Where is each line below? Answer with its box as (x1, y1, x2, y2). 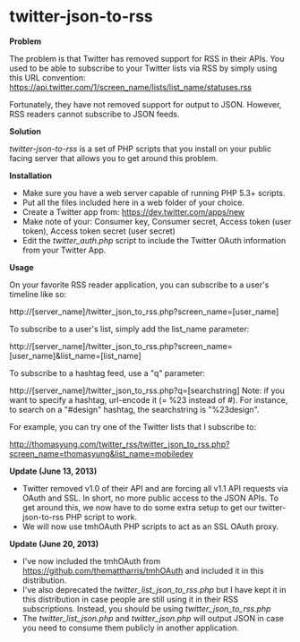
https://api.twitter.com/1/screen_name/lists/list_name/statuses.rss (9, 81, 253, 92)
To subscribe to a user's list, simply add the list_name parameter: (9, 323, 250, 334)
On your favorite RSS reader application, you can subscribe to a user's (9, 279, 270, 290)
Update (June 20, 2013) (9, 538, 99, 549)
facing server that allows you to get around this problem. (9, 152, 219, 163)
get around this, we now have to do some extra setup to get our (21, 501, 257, 512)
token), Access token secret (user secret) (21, 226, 176, 236)
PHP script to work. (65, 511, 138, 522)
